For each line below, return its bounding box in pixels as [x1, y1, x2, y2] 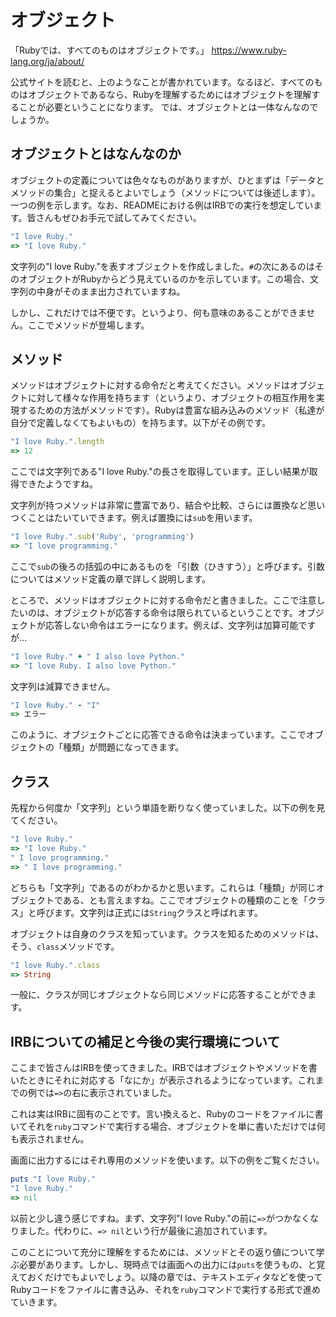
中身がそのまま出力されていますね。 [36, 285, 186, 297]
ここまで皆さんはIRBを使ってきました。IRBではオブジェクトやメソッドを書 [10, 1062, 318, 1074]
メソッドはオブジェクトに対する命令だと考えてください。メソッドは [10, 379, 290, 391]
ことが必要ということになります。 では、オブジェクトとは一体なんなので [18, 101, 319, 113]
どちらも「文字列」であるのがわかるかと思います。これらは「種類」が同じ [10, 881, 317, 893]
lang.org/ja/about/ [10, 55, 85, 67]
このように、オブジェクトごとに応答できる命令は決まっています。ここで [10, 729, 307, 741]
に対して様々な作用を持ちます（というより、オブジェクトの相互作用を [27, 392, 317, 404]
